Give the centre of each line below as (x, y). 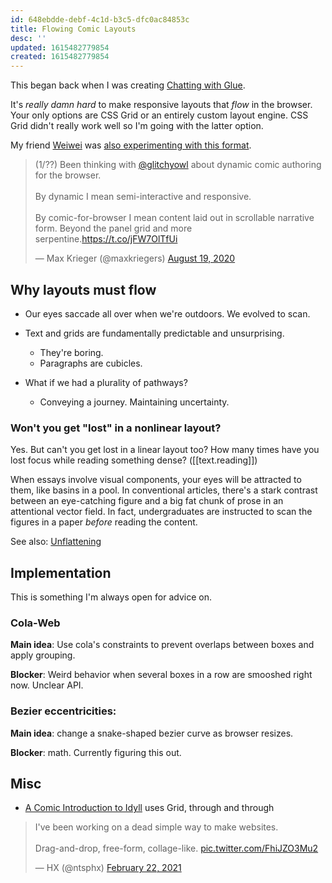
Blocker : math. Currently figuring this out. (96, 752)
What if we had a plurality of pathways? (106, 382)
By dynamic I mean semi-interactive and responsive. (143, 197)
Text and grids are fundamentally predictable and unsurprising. (154, 333)
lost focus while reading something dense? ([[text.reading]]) (134, 460)
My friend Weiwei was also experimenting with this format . (131, 145)
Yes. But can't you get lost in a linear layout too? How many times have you (165, 450)
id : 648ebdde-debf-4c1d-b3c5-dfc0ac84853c (100, 19)
